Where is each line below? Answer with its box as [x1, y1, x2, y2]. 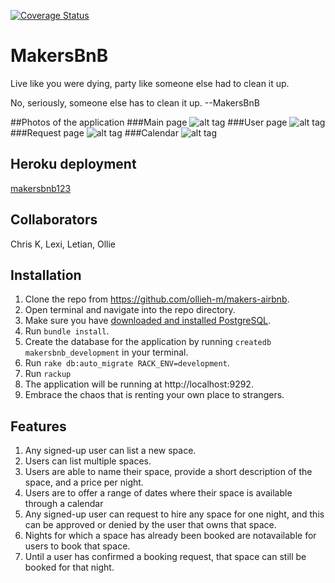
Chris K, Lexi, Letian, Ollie [10, 238, 116, 250]
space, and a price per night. [24, 476, 144, 489]
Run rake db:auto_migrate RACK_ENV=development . [24, 357, 230, 369]
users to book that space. [24, 540, 131, 552]
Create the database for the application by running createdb [24, 336, 272, 348]
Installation [10, 266, 82, 284]
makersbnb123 [10, 182, 72, 194]
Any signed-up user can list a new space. [24, 445, 197, 457]
